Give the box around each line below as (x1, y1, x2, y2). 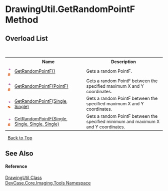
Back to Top (7, 135, 32, 141)
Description (110, 59, 136, 65)
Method (5, 14, 38, 26)
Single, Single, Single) (14, 121, 59, 127)
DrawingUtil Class (5, 174, 42, 180)
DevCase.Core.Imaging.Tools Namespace (5, 179, 91, 186)
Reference (5, 163, 27, 169)
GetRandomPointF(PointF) (14, 83, 68, 89)
